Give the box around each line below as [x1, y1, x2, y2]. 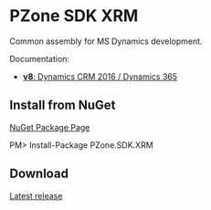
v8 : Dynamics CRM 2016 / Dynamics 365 [22, 70, 178, 82]
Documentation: [9, 53, 70, 64]
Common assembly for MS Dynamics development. [9, 36, 203, 47]
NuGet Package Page [9, 121, 90, 132]
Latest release [9, 190, 63, 201]
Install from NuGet [9, 98, 116, 113]
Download [9, 166, 69, 182]
